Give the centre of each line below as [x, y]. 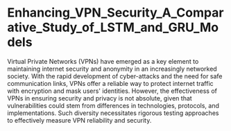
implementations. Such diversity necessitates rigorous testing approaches [113, 113]
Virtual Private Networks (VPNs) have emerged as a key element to [103, 61]
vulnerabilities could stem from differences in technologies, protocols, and [113, 105]
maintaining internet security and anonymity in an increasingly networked [112, 69]
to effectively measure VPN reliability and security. [79, 120]
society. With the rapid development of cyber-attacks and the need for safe [115, 76]
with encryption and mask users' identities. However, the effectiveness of [112, 91]
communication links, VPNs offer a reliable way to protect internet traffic [110, 83]
